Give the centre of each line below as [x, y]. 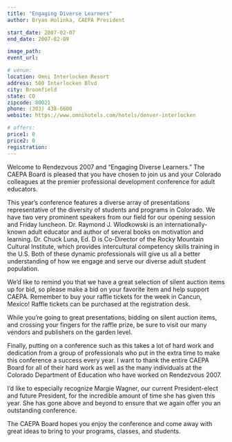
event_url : [23, 58]
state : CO [21, 96]
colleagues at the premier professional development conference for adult [111, 181]
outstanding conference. [42, 410]
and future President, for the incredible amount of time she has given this [111, 396]
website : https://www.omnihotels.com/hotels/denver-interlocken [101, 116]
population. [23, 268]
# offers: [21, 128]
